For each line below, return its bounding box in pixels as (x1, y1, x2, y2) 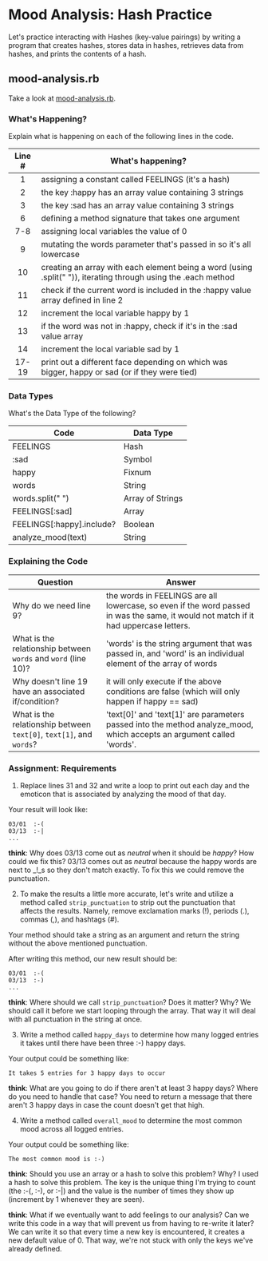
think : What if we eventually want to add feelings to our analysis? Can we (8, 1210, 250, 1219)
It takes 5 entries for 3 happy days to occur (8, 1069, 166, 1077)
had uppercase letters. (106, 620, 191, 631)
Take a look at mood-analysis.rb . (8, 93, 116, 103)
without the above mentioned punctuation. (8, 938, 148, 948)
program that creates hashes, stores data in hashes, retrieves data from (8, 40, 244, 50)
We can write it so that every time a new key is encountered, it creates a (8, 1227, 246, 1236)
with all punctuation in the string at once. (8, 1014, 142, 1024)
